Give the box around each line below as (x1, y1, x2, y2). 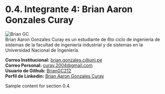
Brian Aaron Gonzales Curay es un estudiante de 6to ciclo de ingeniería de (5, 36, 160, 42)
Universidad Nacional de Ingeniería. (5, 47, 80, 53)
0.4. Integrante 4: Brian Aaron (5, 4, 133, 15)
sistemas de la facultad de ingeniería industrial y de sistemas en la (5, 41, 143, 48)
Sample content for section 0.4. (5, 82, 71, 89)
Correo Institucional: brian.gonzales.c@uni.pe (5, 57, 102, 63)
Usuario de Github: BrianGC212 (5, 67, 72, 74)
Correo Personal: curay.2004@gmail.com (5, 62, 93, 68)
